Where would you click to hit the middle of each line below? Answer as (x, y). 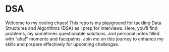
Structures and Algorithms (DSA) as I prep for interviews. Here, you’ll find (81, 28)
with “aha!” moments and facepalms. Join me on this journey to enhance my (84, 39)
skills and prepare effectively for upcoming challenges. (62, 44)
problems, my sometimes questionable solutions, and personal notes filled (82, 33)
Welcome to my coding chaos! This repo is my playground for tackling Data (83, 23)
